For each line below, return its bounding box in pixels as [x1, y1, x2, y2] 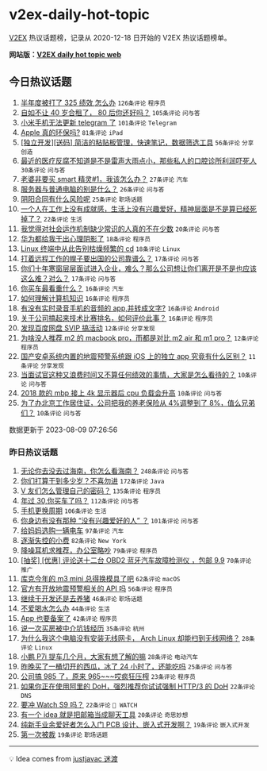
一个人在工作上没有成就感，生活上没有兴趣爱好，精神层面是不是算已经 [20, 204, 250, 214]
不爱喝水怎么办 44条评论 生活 [20, 603, 110, 613]
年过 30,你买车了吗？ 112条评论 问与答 [20, 496, 139, 506]
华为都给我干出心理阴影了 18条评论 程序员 [20, 233, 151, 243]
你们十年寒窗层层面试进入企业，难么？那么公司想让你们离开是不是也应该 [20, 264, 257, 273]
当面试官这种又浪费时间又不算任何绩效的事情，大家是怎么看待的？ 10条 [20, 369, 251, 379]
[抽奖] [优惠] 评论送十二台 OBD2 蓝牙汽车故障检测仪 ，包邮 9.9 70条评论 [20, 556, 252, 565]
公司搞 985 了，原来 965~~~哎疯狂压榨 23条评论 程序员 [20, 672, 196, 681]
